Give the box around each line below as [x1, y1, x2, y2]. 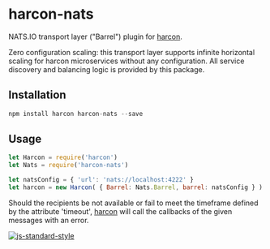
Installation [8, 88, 66, 102]
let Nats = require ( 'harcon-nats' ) [8, 161, 129, 170]
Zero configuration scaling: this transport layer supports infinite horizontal [8, 47, 255, 57]
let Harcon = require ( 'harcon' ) [8, 153, 118, 162]
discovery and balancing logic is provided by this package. [8, 64, 205, 74]
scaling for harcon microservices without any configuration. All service [8, 56, 245, 66]
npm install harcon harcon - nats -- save [8, 109, 144, 118]
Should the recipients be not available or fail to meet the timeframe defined [8, 198, 259, 208]
